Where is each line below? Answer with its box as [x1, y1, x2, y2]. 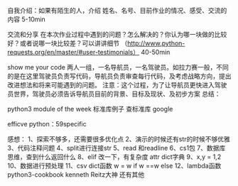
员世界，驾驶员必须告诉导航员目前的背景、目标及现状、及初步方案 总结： [7, 89, 221, 98]
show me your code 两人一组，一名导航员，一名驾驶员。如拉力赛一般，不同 [7, 63, 229, 71]
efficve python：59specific [7, 120, 87, 128]
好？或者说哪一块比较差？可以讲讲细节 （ [7, 39, 128, 48]
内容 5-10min [7, 15, 46, 23]
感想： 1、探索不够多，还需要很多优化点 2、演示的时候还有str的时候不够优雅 [7, 135, 231, 143]
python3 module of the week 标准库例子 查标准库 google [7, 105, 173, 113]
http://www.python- [126, 39, 185, 48]
